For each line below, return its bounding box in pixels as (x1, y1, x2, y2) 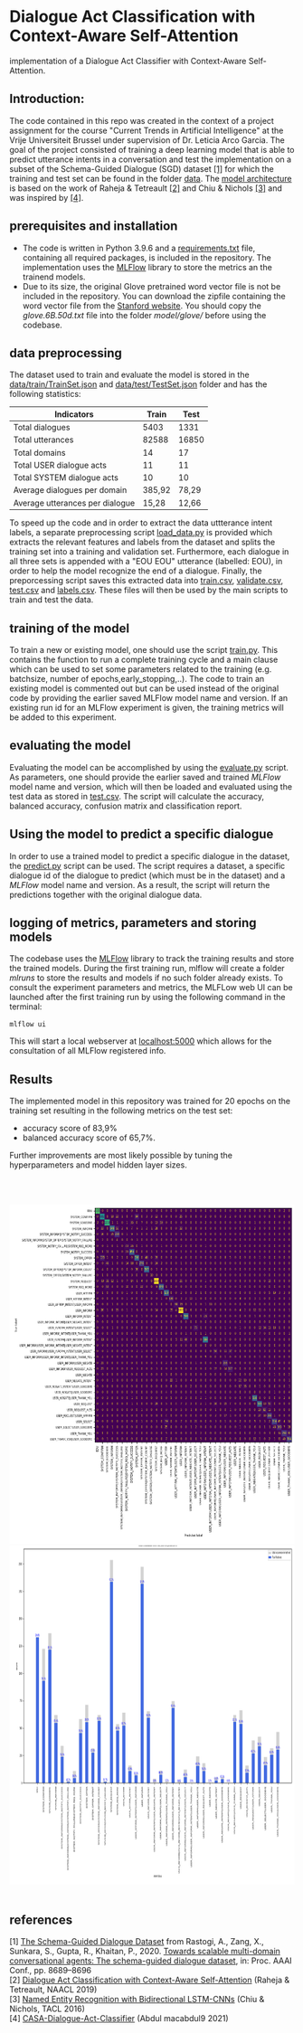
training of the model (9, 620, 129, 636)
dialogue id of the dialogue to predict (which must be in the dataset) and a (9, 870, 286, 881)
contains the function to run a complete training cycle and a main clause (9, 654, 279, 665)
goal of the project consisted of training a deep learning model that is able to (9, 144, 296, 155)
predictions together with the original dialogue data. (9, 889, 203, 900)
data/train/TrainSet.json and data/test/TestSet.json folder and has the (9, 379, 268, 390)
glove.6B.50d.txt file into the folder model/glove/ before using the (22, 309, 267, 320)
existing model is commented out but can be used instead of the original (9, 683, 279, 694)
